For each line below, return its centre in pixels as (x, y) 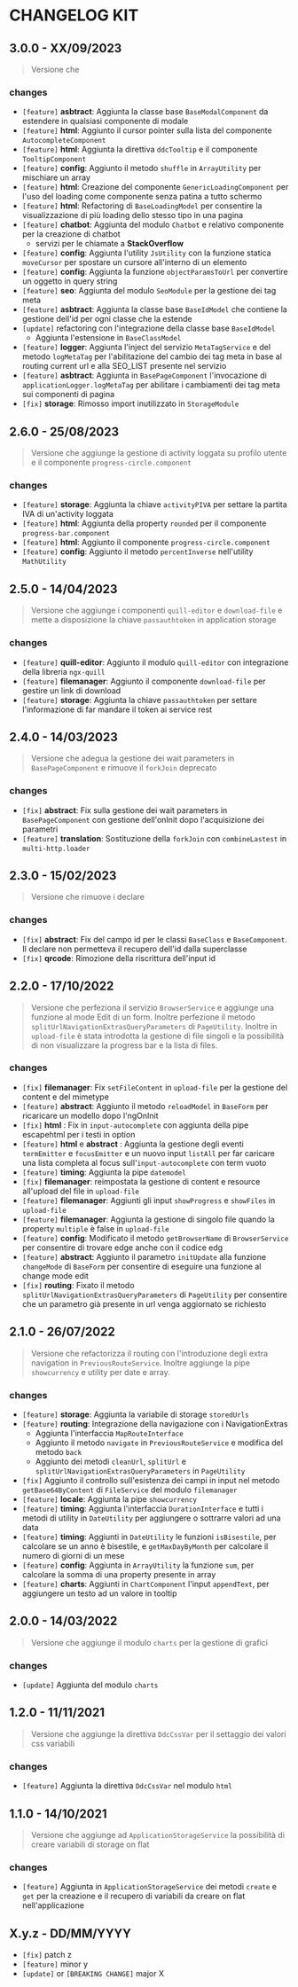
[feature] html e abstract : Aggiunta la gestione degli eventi (133, 1144)
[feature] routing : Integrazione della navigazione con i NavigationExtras (155, 1423)
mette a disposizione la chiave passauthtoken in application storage (153, 620)
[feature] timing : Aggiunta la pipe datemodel (104, 1172)
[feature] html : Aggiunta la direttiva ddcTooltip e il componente (140, 149)
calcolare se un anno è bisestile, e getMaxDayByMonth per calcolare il (145, 1546)
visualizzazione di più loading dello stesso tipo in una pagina (133, 215)
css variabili (53, 1743)
